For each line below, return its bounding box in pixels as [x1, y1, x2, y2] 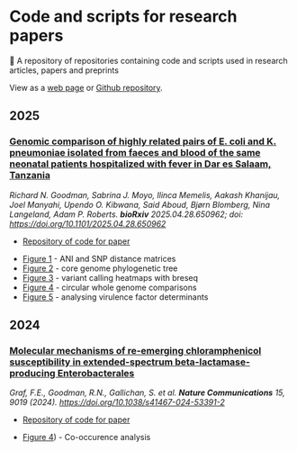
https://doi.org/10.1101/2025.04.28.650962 [9, 218, 166, 229]
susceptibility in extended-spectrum [9, 356, 174, 368]
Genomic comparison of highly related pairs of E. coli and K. [9, 135, 277, 148]
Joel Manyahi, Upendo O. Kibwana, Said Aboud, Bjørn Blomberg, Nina [9, 199, 271, 210]
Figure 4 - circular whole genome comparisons [22, 282, 197, 293]
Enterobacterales [57, 366, 135, 379]
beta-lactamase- [175, 356, 250, 368]
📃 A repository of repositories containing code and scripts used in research [9, 55, 288, 66]
